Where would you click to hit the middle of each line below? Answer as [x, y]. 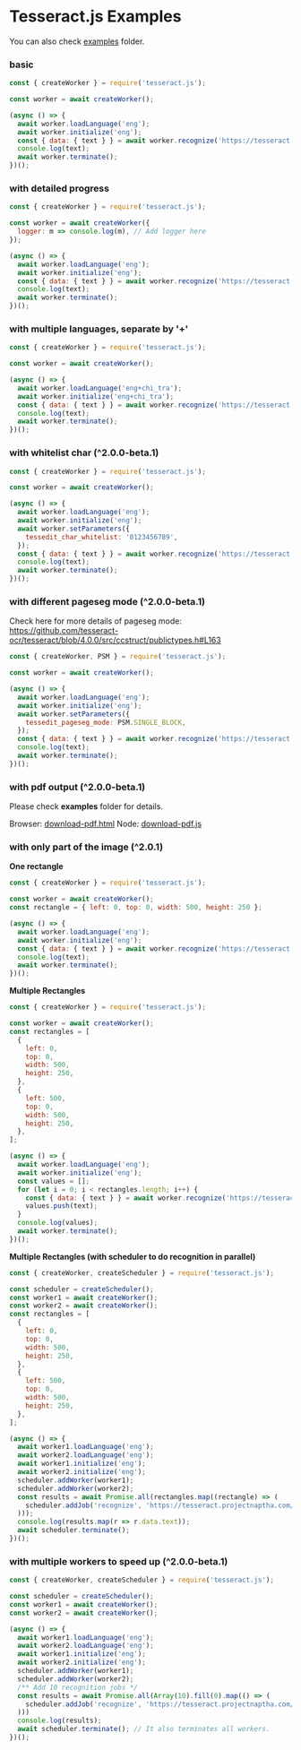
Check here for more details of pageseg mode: [95, 621]
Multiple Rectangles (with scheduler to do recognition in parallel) [133, 1256]
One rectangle [37, 866]
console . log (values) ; [58, 1223]
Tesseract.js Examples [95, 17]
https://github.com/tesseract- [64, 631]
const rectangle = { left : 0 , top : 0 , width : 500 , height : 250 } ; [136, 908]
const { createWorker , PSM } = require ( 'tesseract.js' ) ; [118, 657]
